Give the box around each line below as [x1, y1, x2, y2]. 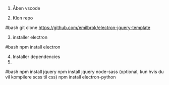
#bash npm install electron [5, 44, 61, 50]
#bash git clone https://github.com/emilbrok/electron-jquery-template [5, 24, 150, 30]
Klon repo [12, 15, 33, 20]
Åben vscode [12, 5, 40, 11]
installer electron [12, 34, 48, 40]
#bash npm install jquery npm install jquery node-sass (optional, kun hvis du [5, 68, 164, 74]
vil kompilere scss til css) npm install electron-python [5, 74, 116, 80]
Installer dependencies [12, 53, 61, 59]
